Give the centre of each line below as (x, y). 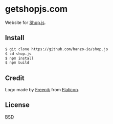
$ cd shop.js (18, 54)
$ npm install (20, 58)
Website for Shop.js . (25, 22)
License (17, 105)
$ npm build (17, 63)
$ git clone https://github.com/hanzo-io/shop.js (57, 49)
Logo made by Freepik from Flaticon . (42, 90)
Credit (15, 78)
